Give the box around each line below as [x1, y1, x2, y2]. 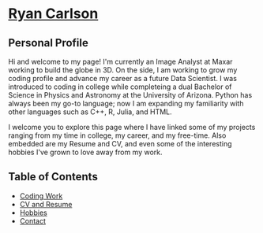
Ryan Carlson [8, 5, 99, 23]
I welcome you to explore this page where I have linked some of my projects [8, 123, 256, 131]
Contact [19, 216, 46, 225]
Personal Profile [8, 36, 89, 50]
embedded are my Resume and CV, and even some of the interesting [8, 139, 232, 148]
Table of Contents [8, 170, 99, 183]
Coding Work [19, 190, 63, 201]
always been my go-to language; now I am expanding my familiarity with [8, 99, 244, 108]
